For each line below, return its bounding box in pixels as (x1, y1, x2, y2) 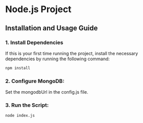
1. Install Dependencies (5, 39, 64, 46)
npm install (5, 65, 30, 70)
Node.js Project (5, 4, 72, 15)
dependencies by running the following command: (5, 56, 110, 62)
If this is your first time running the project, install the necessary (5, 50, 138, 56)
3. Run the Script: (5, 101, 49, 108)
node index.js (5, 113, 35, 118)
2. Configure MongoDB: (5, 77, 65, 85)
